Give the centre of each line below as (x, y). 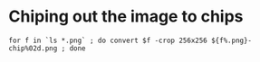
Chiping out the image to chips (126, 17)
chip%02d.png (33, 48)
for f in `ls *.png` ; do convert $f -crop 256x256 (108, 40)
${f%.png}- (231, 40)
